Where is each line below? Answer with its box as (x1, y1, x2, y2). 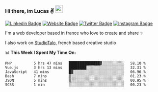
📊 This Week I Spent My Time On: (5, 49, 76, 56)
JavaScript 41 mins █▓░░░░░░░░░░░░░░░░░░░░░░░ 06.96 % (5, 69, 146, 74)
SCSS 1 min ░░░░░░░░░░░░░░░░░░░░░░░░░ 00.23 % (5, 82, 146, 88)
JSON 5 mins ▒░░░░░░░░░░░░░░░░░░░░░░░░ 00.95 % (5, 78, 146, 83)
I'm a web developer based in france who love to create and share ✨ (5, 30, 144, 36)
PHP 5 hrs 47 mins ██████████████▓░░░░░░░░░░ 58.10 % (5, 61, 146, 66)
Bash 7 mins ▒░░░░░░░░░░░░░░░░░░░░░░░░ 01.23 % (5, 74, 146, 79)
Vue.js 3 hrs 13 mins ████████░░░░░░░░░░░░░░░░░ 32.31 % (5, 65, 146, 70)
